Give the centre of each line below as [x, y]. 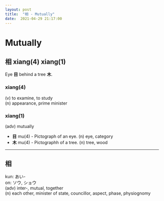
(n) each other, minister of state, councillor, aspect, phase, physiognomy [78, 193]
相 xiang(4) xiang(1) [35, 62]
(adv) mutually [20, 126]
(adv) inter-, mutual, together [34, 188]
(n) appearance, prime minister [36, 103]
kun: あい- [15, 176]
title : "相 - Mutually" [30, 14]
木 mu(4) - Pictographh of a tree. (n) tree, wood [60, 142]
